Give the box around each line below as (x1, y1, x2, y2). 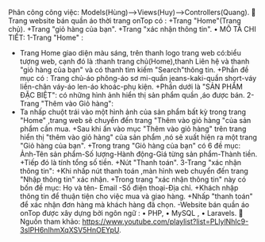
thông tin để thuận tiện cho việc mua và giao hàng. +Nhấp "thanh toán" (19, 191, 254, 201)
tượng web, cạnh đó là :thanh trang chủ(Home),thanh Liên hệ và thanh (19, 56, 250, 66)
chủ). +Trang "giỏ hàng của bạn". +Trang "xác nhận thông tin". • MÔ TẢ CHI (8, 25, 256, 33)
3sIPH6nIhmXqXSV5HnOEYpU (19, 225, 120, 234)
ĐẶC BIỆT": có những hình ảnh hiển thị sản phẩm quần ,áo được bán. (19, 90, 245, 99)
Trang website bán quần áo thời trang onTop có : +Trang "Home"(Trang (8, 16, 242, 25)
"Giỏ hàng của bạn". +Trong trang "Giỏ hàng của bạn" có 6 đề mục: (19, 141, 241, 150)
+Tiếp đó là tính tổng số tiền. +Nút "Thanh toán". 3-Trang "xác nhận (19, 158, 242, 167)
